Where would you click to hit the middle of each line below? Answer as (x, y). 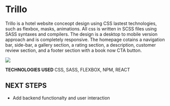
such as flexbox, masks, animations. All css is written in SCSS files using (81, 28)
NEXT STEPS (26, 85)
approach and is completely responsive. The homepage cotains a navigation (85, 40)
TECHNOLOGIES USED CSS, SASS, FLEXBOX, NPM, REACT (68, 69)
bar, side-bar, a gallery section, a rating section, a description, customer (81, 45)
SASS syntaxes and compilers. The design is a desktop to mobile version (81, 34)
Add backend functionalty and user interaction (61, 98)
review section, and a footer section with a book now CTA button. (74, 50)
